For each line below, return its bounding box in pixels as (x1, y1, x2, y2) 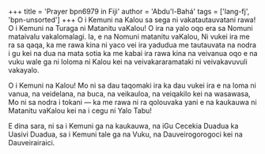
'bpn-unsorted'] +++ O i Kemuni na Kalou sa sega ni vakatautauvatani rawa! (8, 15, 256, 24)
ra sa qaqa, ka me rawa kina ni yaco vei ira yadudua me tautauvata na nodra (8, 40, 257, 50)
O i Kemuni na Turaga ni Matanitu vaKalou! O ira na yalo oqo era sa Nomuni (8, 24, 253, 32)
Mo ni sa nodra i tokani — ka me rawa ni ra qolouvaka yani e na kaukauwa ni (8, 98, 257, 107)
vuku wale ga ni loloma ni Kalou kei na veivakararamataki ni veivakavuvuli (8, 57, 248, 66)
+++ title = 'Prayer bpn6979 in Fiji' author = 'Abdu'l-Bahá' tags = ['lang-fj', (8, 7, 250, 16)
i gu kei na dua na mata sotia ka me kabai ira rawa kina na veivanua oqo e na (8, 49, 258, 58)
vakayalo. (8, 66, 40, 74)
